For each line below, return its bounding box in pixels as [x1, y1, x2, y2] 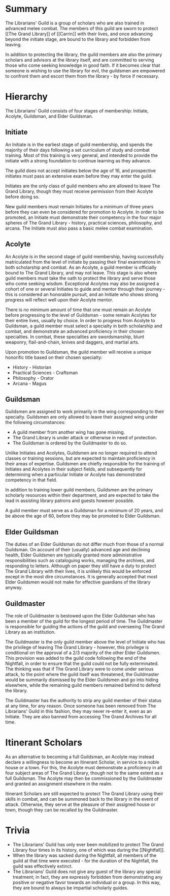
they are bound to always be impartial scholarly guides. [12, 884, 128, 891]
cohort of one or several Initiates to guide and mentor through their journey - [5, 286, 165, 292]
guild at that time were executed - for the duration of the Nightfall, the [12, 857, 158, 863]
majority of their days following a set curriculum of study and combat [5, 147, 150, 153]
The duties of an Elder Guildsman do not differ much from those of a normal [5, 541, 164, 547]
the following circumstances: [5, 419, 66, 426]
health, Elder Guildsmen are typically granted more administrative [5, 552, 142, 558]
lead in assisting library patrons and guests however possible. [5, 497, 134, 504]
